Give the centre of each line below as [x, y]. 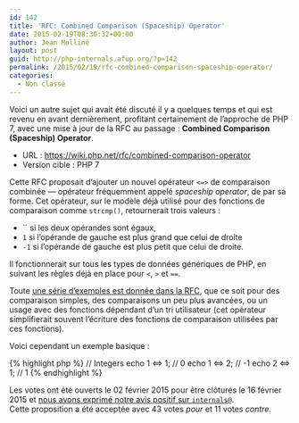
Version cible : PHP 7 [61, 164]
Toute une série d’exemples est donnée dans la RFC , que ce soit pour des [145, 290]
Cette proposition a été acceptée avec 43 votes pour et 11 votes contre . [141, 409]
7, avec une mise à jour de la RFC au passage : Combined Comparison [140, 128]
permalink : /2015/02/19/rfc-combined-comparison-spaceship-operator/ [141, 68]
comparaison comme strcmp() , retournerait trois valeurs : [115, 210]
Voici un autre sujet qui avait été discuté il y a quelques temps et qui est [141, 109]
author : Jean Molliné [50, 42]
